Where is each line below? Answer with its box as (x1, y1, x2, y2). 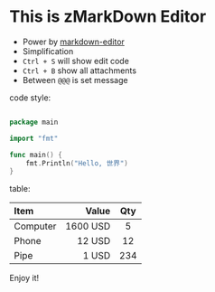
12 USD (76, 235, 111, 248)
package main (9, 118, 59, 127)
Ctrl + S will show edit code (22, 55, 129, 66)
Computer (14, 220, 57, 232)
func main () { (9, 150, 63, 159)
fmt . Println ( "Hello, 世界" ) (25, 158, 128, 168)
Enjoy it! (9, 273, 40, 284)
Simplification (22, 45, 74, 56)
